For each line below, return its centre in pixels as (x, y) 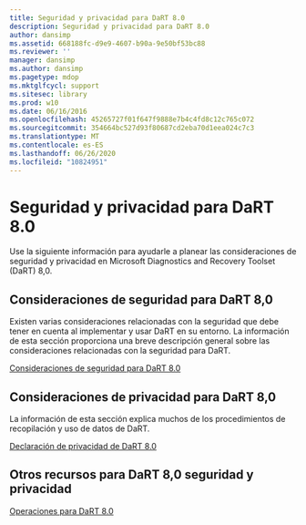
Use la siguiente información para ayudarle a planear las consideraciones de (153, 252)
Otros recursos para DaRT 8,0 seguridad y (132, 475)
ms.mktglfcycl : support (55, 86)
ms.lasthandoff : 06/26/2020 (63, 153)
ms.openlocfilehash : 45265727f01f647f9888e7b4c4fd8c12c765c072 (132, 119)
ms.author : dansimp (46, 69)
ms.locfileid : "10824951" (58, 162)
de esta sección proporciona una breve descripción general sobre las (140, 341)
